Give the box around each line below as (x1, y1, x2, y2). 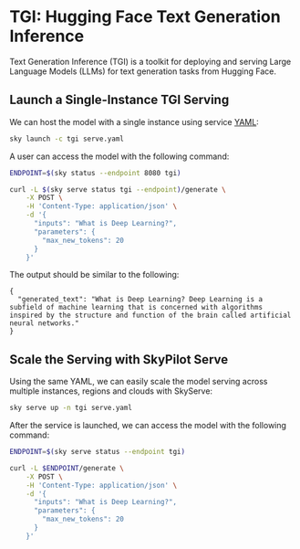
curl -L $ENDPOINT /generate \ (9, 463, 125, 472)
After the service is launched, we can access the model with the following (9, 420, 287, 431)
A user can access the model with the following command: (9, 151, 230, 162)
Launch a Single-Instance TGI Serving (9, 92, 230, 108)
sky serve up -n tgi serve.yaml (9, 404, 132, 413)
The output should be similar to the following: (9, 269, 180, 280)
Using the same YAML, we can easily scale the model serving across (9, 376, 268, 387)
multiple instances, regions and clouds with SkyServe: (9, 385, 212, 396)
